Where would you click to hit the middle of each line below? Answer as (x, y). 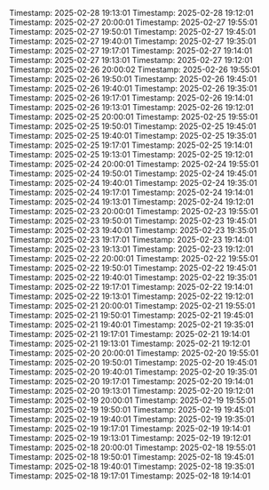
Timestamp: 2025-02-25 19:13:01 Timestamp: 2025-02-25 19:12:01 (131, 154)
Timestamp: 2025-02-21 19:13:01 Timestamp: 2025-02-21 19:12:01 (130, 343)
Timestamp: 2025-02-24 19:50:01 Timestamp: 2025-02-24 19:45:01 (133, 173)
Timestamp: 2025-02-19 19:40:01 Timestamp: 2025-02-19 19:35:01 (132, 419)
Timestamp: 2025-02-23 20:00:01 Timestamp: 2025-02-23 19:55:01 (134, 211)
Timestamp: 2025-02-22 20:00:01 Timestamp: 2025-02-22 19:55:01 (134, 258)
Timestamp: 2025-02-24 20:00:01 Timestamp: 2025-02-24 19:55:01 (134, 164)
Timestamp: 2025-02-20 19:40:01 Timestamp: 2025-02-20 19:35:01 (133, 372)
